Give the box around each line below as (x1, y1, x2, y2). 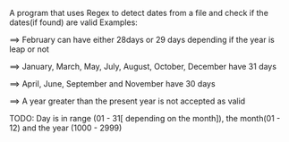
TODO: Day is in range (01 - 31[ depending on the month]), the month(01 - (9, 113, 281, 123)
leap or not (9, 44, 49, 54)
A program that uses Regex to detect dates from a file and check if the (9, 8, 268, 18)
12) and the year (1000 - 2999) (9, 122, 123, 133)
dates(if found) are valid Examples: (9, 17, 139, 28)
